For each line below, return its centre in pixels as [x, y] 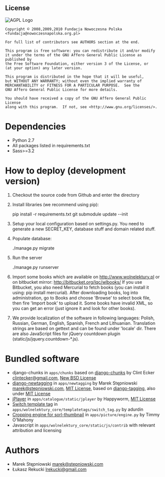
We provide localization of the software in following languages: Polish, [83, 318]
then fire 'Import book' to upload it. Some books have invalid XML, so [82, 303]
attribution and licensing [37, 430]
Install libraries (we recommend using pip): [56, 204]
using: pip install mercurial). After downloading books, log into [75, 292]
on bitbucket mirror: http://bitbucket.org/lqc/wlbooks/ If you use [77, 282]
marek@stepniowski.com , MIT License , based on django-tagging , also [84, 388]
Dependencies [35, 127]
